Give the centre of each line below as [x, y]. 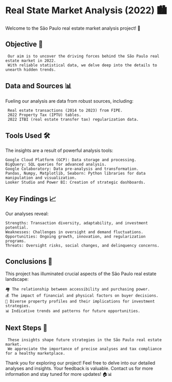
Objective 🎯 [24, 44]
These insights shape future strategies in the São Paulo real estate [84, 340]
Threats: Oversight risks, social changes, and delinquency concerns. [82, 246]
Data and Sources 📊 [39, 86]
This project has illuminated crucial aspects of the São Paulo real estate [81, 274]
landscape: [17, 279]
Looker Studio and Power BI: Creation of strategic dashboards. [75, 183]
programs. [16, 241]
